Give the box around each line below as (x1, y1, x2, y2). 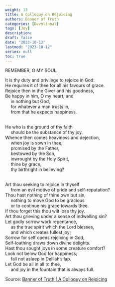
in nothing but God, (10, 98, 51, 104)
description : (5, 30, 32, 35)
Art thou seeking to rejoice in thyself (5, 181, 80, 187)
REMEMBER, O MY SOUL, (5, 67, 58, 73)
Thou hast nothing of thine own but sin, (5, 192, 86, 198)
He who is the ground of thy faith (5, 124, 73, 130)
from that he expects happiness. (10, 109, 77, 115)
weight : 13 (5, 7, 28, 12)
